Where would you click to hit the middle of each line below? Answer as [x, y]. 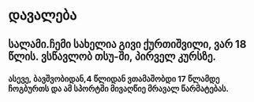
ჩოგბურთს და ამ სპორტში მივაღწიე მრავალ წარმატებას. [118, 89]
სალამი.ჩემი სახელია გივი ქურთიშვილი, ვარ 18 [127, 44]
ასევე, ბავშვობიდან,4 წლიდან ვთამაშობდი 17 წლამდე [114, 78]
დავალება [43, 15]
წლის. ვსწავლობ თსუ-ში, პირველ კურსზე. [112, 56]
